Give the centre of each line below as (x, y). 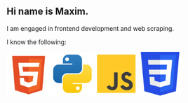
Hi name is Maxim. (48, 12)
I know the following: (36, 42)
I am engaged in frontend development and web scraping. (90, 28)
